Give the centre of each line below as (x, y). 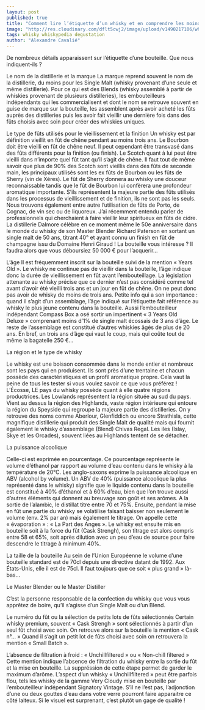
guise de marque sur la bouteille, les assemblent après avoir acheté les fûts (101, 109)
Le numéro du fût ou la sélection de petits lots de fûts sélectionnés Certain (100, 617)
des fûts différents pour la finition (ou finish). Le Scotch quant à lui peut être (102, 153)
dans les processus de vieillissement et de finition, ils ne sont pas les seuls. (101, 198)
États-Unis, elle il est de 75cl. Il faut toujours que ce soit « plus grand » (95, 568)
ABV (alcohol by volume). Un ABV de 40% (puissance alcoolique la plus (97, 479)
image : (15, 29)
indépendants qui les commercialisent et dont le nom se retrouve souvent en (103, 102)
